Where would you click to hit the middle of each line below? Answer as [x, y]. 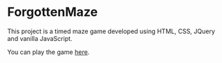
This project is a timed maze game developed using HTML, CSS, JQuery [111, 31]
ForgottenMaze [52, 12]
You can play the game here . [49, 52]
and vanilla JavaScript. [40, 38]
